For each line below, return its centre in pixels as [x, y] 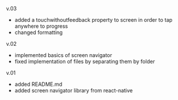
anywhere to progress [41, 26]
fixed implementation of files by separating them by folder [85, 61]
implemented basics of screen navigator [63, 55]
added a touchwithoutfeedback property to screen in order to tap [93, 20]
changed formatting [38, 32]
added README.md [38, 84]
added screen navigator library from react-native [74, 90]
